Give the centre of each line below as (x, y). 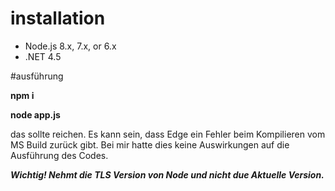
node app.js (35, 114)
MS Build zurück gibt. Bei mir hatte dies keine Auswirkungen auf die (150, 144)
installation (58, 18)
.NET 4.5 (43, 56)
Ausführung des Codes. (59, 155)
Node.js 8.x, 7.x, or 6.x (70, 46)
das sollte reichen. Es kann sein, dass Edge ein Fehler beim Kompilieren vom (168, 134)
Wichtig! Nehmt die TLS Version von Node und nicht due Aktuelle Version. (167, 174)
